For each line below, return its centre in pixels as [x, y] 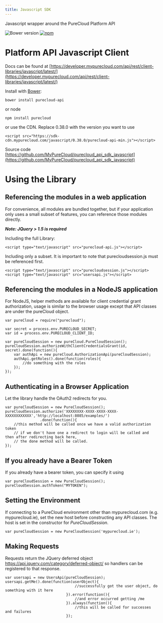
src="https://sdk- [41, 136]
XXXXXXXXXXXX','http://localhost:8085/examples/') [57, 416]
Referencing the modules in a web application [76, 197]
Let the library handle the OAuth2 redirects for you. [56, 398]
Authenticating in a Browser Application [67, 386]
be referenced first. [24, 261]
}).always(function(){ [89, 603]
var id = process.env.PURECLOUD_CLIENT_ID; [50, 333]
